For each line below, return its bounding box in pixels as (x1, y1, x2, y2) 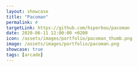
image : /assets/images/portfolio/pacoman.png (6, 41, 119, 47)
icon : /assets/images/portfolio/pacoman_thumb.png (6, 36, 133, 41)
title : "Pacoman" (6, 14, 49, 20)
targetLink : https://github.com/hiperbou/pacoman (6, 24, 130, 31)
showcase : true (6, 47, 43, 52)
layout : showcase (6, 8, 49, 15)
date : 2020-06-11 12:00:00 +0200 (6, 30, 88, 36)
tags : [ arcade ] (6, 52, 43, 58)
